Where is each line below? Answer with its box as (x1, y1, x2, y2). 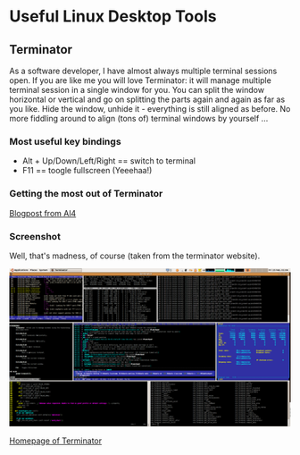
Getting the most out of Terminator (9, 188, 163, 200)
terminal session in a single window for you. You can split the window (9, 85, 265, 95)
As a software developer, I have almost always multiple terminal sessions (9, 65, 278, 76)
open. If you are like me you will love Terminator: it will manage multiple (9, 75, 272, 86)
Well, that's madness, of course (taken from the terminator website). (9, 250, 261, 261)
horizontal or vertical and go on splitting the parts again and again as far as (9, 94, 286, 105)
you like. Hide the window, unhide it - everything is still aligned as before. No (9, 104, 291, 114)
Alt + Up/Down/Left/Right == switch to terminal (21, 156, 196, 166)
